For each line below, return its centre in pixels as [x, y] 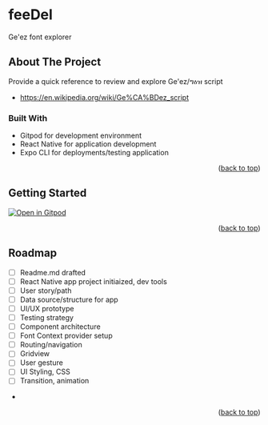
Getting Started [48, 193]
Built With [28, 118]
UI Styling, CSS [45, 372]
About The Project [55, 62]
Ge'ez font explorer [40, 37]
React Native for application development [88, 144]
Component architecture [60, 327]
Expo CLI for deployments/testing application [94, 153]
